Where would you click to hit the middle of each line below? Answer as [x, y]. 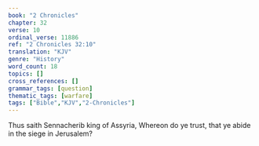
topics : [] [26, 74]
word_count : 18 [33, 67]
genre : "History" [36, 60]
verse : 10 [24, 30]
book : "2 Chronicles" [44, 15]
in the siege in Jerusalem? [50, 133]
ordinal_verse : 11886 [44, 37]
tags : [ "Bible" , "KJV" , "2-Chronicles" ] [71, 103]
